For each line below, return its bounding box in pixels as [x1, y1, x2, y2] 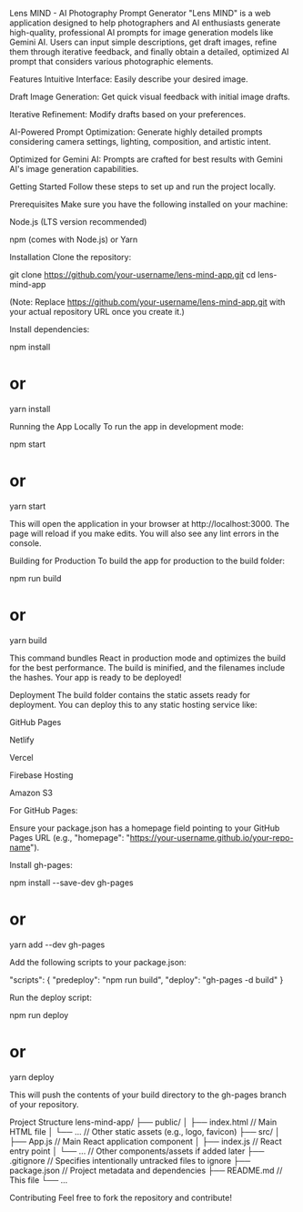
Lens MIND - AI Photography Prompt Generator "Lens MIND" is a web [9, 8, 271, 18]
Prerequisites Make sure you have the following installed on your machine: [9, 199, 288, 209]
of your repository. [9, 1098, 79, 1109]
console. [9, 537, 43, 549]
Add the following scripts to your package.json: [9, 956, 187, 967]
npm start [9, 439, 46, 449]
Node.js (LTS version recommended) [9, 217, 147, 227]
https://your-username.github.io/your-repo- [129, 832, 294, 843]
